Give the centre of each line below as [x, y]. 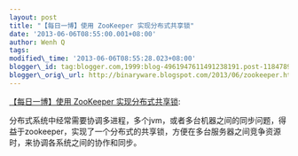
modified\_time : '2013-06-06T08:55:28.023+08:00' [103, 58]
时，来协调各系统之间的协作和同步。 [75, 142]
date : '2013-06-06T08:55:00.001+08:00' [83, 34]
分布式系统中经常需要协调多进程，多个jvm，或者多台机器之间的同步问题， [144, 120]
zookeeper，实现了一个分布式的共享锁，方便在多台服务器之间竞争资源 [153, 131]
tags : [19, 51]
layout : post [33, 17]
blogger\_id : [33, 67]
